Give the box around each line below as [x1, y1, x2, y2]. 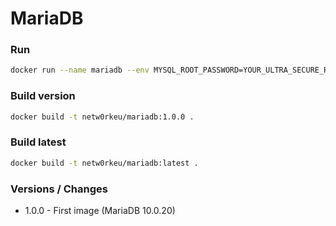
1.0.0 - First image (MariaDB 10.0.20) [24, 205, 176, 216]
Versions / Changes [10, 182, 108, 196]
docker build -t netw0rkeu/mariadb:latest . [10, 158, 199, 168]
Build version [10, 89, 76, 103]
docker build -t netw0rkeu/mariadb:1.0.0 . [10, 112, 195, 122]
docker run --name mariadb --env [10, 65, 150, 76]
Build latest [10, 135, 67, 149]
